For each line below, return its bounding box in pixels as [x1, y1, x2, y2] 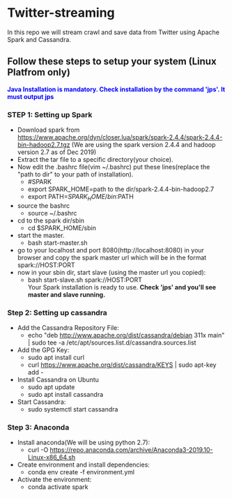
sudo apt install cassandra [27, 391, 104, 399]
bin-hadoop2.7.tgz [17, 141, 70, 149]
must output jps [7, 92, 54, 100]
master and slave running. [27, 290, 106, 299]
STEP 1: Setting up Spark [7, 110, 93, 119]
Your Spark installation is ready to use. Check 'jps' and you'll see [27, 282, 217, 291]
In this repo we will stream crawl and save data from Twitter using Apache [7, 28, 219, 36]
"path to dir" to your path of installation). [17, 170, 134, 179]
